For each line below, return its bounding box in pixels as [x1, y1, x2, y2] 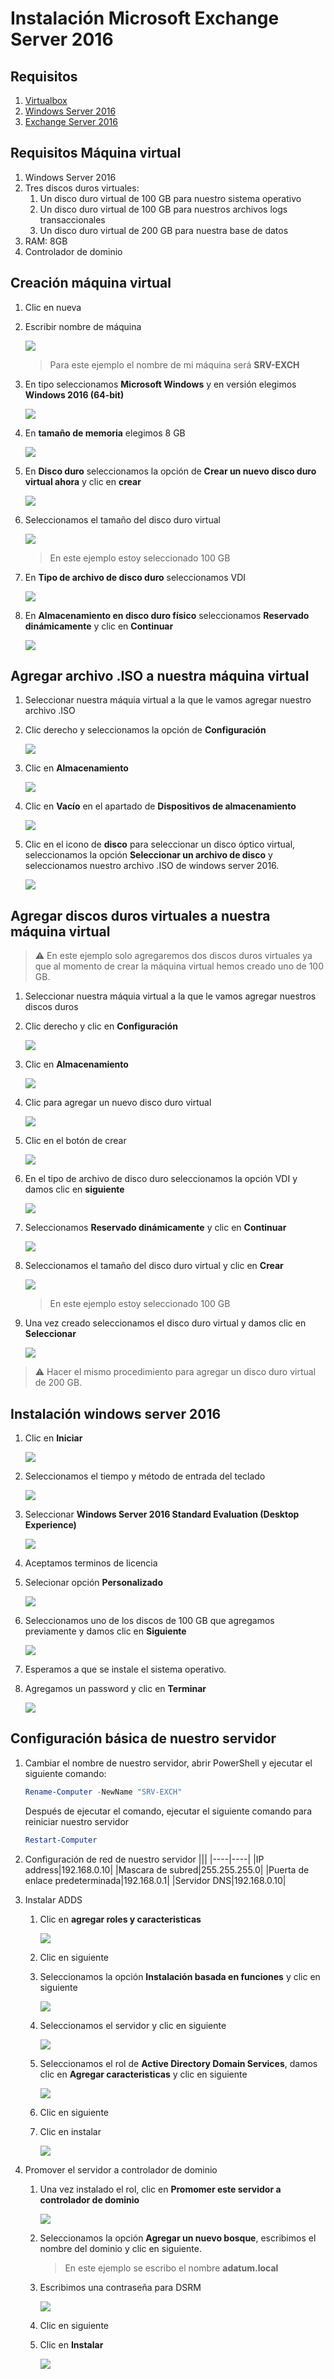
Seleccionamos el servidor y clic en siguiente [39, 2019, 227, 2031]
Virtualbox [24, 95, 68, 106]
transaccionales [39, 213, 106, 226]
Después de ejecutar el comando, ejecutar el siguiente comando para [24, 1805, 312, 1817]
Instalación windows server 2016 [10, 1405, 222, 1422]
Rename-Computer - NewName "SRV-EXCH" [24, 1787, 183, 1797]
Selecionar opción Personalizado [24, 1577, 163, 1589]
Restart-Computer [24, 1835, 98, 1845]
